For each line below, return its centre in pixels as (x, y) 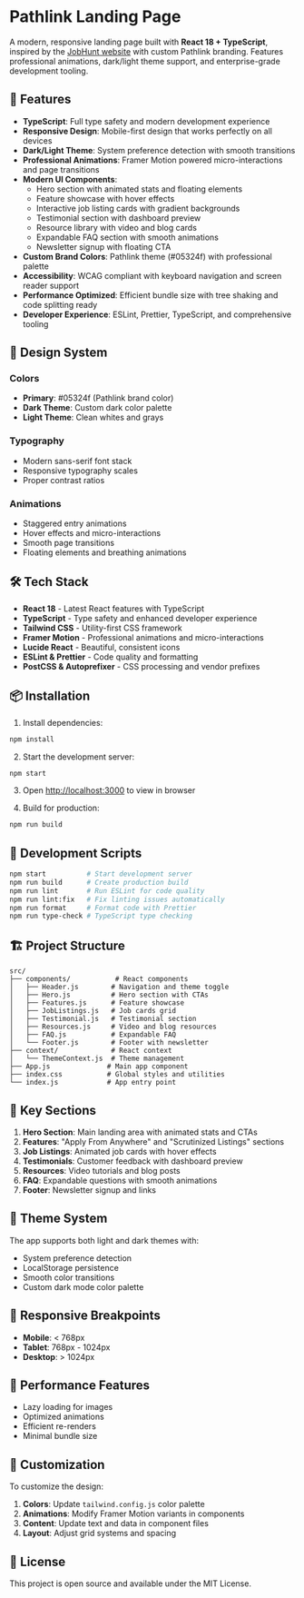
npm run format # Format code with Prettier (103, 908)
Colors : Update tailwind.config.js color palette (114, 1504)
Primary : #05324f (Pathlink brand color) (98, 398)
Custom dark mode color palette (83, 1286)
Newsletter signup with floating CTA (103, 246)
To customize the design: (57, 1486)
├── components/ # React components (99, 979)
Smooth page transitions (69, 543)
